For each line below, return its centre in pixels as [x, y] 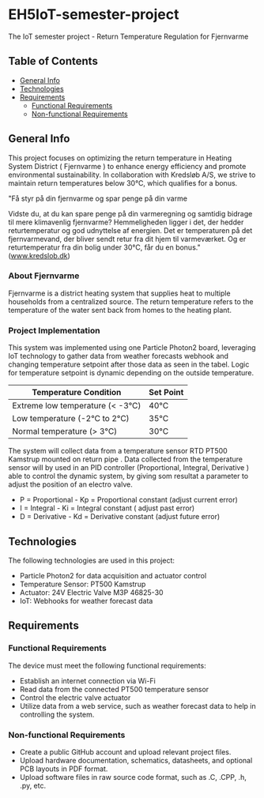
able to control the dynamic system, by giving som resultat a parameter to [128, 476]
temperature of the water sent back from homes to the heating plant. [120, 310]
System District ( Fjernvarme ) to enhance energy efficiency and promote [127, 166]
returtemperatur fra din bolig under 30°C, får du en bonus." [104, 247]
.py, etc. [32, 785]
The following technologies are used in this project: [92, 560]
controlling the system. [57, 714]
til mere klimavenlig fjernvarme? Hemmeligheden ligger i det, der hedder [126, 222]
